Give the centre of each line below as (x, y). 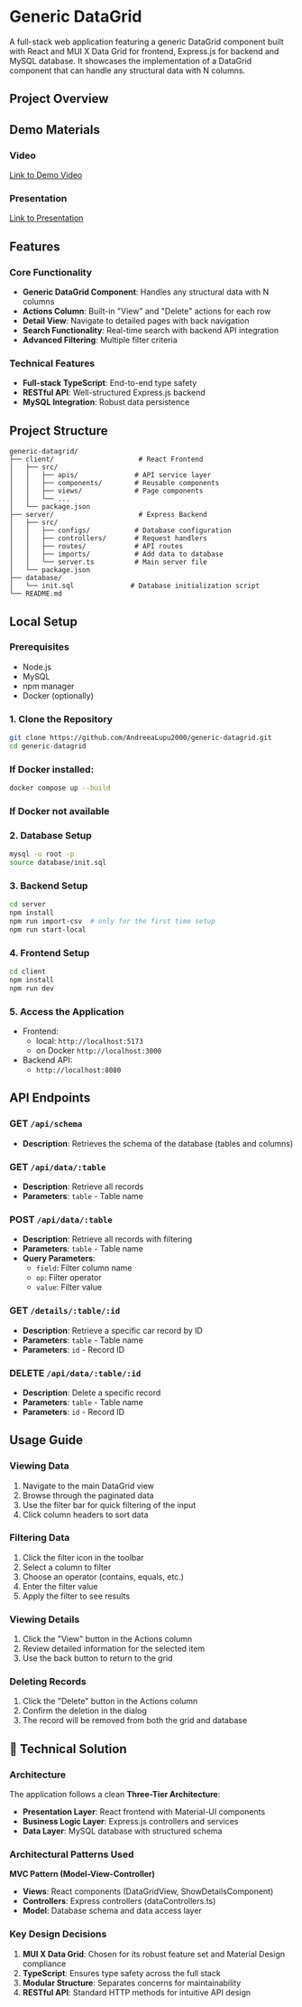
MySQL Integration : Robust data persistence (106, 402)
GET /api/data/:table (58, 1167)
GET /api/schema (46, 1124)
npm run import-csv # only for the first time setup (113, 922)
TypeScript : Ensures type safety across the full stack (121, 1973)
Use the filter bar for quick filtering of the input (109, 1505)
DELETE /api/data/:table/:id (75, 1373)
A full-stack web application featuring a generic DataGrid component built (146, 42)
